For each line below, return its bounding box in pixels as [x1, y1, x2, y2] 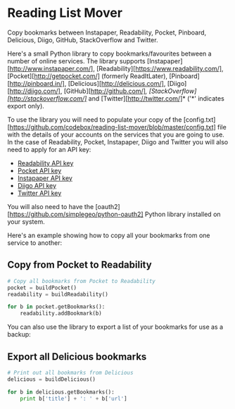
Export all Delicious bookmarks [7, 351, 147, 363]
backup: [7, 330, 32, 339]
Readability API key [17, 158, 74, 167]
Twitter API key [17, 189, 62, 197]
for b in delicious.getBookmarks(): [7, 389, 115, 396]
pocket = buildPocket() [7, 284, 77, 291]
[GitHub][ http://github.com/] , [63, 87, 148, 95]
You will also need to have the [7, 202, 94, 210]
